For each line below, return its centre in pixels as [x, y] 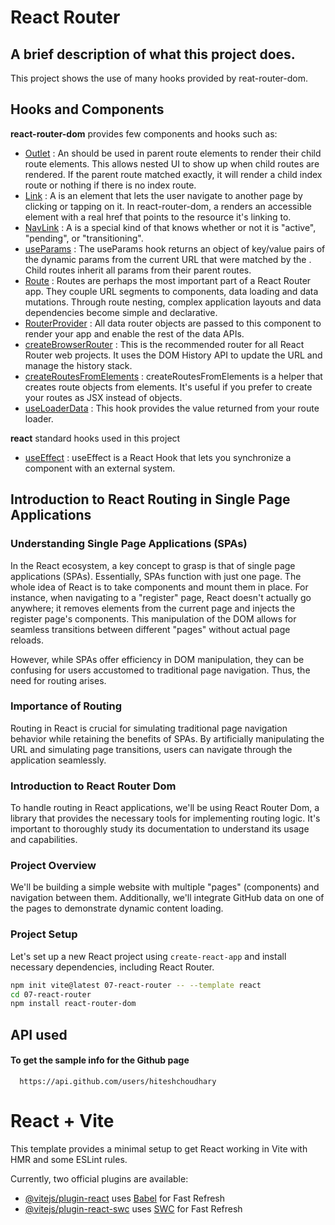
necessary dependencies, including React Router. [112, 967]
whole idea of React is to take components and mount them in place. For [159, 587]
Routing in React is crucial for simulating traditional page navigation [149, 728]
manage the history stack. [78, 365]
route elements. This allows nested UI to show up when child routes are [172, 163]
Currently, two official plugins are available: [99, 1178]
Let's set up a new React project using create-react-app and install [148, 956]
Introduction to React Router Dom [93, 786]
